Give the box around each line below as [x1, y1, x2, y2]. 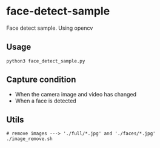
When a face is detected [15, 97, 77, 104]
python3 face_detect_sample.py [6, 58, 85, 64]
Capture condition [6, 75, 76, 85]
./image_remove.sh [6, 136, 53, 142]
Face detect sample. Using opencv [6, 24, 93, 32]
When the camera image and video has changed [15, 90, 137, 98]
